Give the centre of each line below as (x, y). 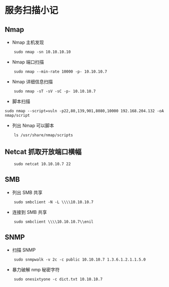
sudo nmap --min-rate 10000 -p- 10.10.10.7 (61, 72)
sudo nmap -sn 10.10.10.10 (42, 52)
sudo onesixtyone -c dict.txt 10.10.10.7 (58, 279)
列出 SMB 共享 (27, 192)
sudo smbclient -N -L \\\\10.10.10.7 (54, 202)
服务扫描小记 (32, 10)
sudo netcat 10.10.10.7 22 (42, 164)
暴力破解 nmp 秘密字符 (36, 270)
